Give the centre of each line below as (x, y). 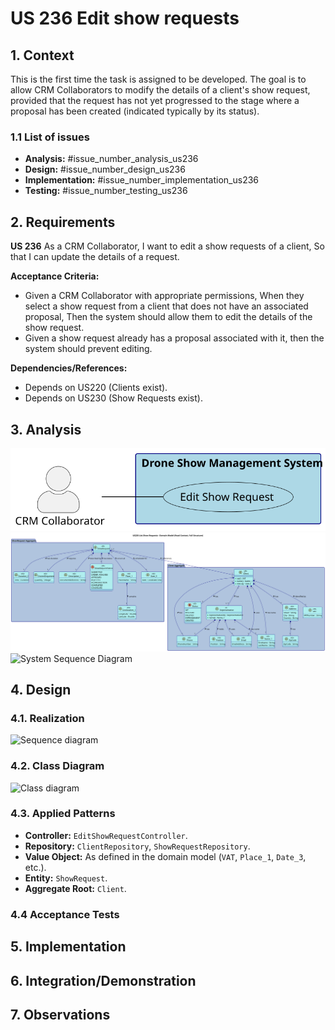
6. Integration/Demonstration (103, 980)
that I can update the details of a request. (95, 257)
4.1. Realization (47, 718)
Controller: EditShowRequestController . (106, 835)
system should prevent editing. (88, 349)
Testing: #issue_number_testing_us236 (106, 191)
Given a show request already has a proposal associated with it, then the (174, 338)
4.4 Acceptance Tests (65, 914)
